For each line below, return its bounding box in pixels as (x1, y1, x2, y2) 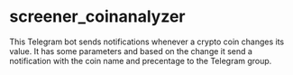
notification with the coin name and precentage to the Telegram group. (9, 55, 272, 66)
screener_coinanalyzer (9, 6, 186, 27)
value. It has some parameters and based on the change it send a (9, 45, 252, 56)
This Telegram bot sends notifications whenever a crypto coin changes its (9, 36, 285, 47)
